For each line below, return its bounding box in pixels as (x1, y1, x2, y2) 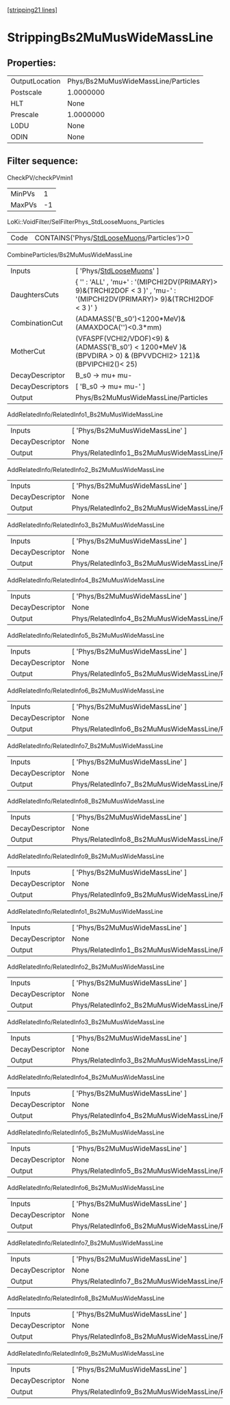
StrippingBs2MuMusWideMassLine (7, 30, 214, 45)
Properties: (7, 57, 56, 69)
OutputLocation (10, 77, 61, 86)
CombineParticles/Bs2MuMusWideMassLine (7, 250, 133, 259)
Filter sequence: (7, 156, 79, 167)
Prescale (10, 110, 39, 119)
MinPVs (10, 188, 36, 198)
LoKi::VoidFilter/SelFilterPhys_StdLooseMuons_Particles (7, 217, 165, 225)
